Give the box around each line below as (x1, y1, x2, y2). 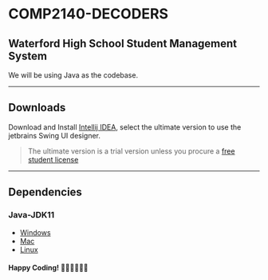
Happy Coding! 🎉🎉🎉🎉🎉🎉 (8, 263, 89, 273)
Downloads (8, 101, 66, 114)
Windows (19, 227, 51, 237)
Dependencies (8, 186, 82, 199)
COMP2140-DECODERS (8, 5, 169, 23)
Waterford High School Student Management (8, 37, 238, 50)
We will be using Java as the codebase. (8, 70, 138, 80)
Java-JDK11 (8, 210, 55, 221)
